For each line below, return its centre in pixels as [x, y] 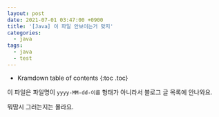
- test [23, 58]
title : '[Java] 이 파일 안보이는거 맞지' [60, 26]
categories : [24, 33]
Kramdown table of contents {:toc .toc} [73, 78]
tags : [15, 45]
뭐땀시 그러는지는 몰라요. [40, 107]
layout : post [26, 13]
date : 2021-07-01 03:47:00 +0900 [55, 20]
